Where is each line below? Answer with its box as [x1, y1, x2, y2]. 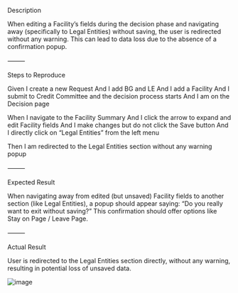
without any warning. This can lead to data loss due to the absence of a [7, 35, 217, 43]
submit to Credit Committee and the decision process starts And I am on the [7, 92, 229, 100]
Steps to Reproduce [7, 71, 66, 79]
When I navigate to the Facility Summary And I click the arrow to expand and [7, 114, 232, 121]
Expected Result [7, 178, 55, 187]
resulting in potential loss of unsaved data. [7, 264, 131, 272]
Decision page [7, 99, 50, 108]
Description [7, 6, 41, 14]
